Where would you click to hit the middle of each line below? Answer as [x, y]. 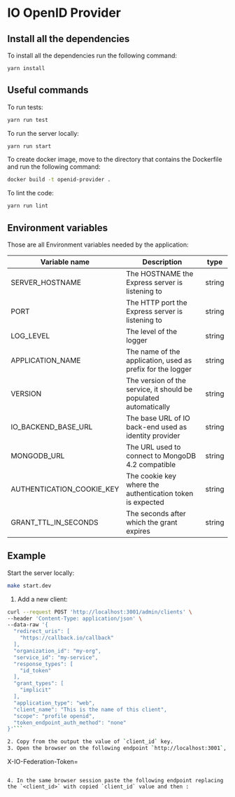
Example [27, 556]
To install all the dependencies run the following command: [92, 55]
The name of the [153, 352]
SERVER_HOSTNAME [46, 283]
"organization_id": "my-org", [57, 651]
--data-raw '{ [28, 625]
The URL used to [153, 447]
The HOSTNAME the [159, 273]
